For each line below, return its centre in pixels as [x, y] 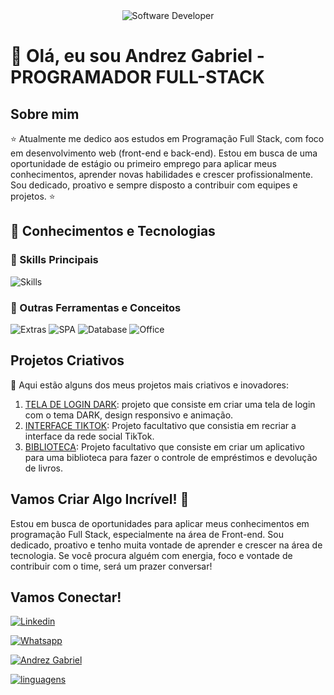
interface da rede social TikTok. [89, 436]
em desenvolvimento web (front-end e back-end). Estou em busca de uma [164, 153]
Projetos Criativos [67, 360]
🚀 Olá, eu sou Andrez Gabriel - [137, 56]
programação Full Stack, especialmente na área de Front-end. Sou [147, 534]
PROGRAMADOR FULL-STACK [137, 77]
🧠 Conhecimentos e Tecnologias [113, 231]
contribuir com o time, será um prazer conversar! [111, 566]
